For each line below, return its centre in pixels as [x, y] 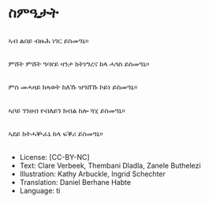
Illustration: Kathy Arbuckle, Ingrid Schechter [92, 174]
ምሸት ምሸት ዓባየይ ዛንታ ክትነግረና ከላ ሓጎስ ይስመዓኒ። [79, 64]
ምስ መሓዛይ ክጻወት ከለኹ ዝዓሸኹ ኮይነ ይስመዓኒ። [73, 87]
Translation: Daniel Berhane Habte [75, 182]
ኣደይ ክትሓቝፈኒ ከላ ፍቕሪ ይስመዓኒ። [56, 134]
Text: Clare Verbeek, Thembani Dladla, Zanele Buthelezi [110, 165]
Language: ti [40, 190]
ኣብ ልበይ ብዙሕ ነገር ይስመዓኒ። [49, 40]
